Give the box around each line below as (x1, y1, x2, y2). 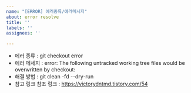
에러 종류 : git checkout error (14, 52, 83, 59)
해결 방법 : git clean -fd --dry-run (14, 73, 94, 80)
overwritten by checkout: (14, 66, 75, 73)
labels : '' (6, 25, 33, 31)
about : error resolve (6, 14, 59, 20)
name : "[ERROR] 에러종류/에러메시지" (6, 8, 88, 15)
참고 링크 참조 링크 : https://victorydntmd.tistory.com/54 (14, 80, 148, 88)
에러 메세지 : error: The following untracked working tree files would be (14, 60, 185, 67)
